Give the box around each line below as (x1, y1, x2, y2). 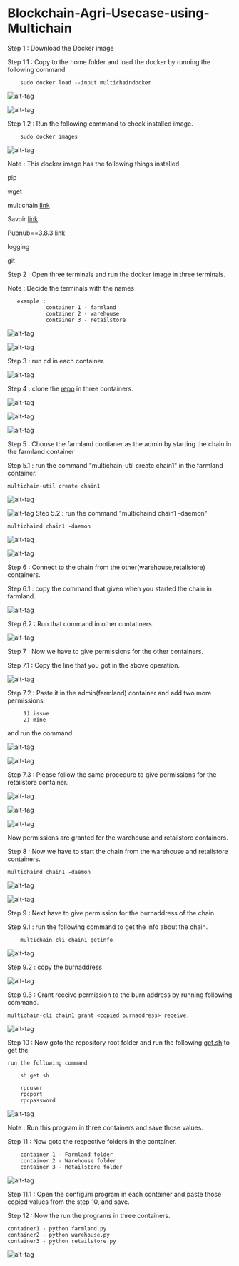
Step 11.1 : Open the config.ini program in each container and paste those (7, 1190, 222, 1198)
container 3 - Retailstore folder (20, 1163, 123, 1170)
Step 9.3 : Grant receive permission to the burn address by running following (7, 990, 233, 999)
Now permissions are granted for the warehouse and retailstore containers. (7, 833, 228, 842)
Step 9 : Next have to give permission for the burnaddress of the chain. (7, 908, 216, 917)
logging (7, 242, 30, 251)
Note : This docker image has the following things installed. (7, 159, 182, 168)
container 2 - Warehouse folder (20, 1157, 116, 1165)
